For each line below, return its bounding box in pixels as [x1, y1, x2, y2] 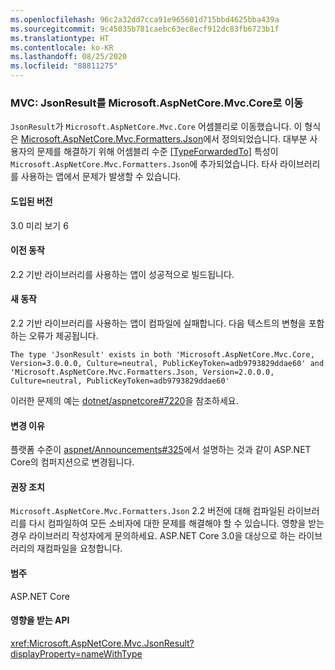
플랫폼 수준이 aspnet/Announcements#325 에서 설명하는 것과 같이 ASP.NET [10, 444, 312, 456]
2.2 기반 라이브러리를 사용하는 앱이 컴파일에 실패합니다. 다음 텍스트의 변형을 [10, 317, 307, 329]
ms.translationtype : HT [10, 33, 110, 43]
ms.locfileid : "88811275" [10, 61, 118, 71]
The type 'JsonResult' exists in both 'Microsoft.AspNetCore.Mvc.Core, [10, 349, 315, 360]
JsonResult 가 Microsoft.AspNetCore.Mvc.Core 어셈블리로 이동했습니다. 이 [10, 121, 303, 133]
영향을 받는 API [10, 614, 70, 626]
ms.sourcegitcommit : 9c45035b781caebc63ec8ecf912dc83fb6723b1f [10, 24, 280, 34]
